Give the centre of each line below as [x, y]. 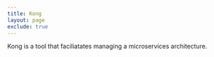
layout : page [26, 20]
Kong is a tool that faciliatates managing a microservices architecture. [107, 47]
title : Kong [24, 14]
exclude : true [28, 26]
